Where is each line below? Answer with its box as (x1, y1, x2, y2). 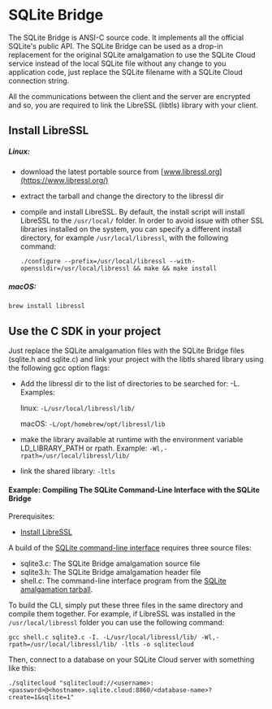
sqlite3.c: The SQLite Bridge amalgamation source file (19, 559, 201, 568)
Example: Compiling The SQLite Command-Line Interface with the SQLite (8, 485, 260, 494)
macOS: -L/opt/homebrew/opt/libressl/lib (19, 419, 166, 428)
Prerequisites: (8, 511, 55, 521)
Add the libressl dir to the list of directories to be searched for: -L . (19, 379, 240, 389)
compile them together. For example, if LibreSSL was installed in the (8, 609, 236, 619)
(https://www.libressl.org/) (19, 176, 109, 185)
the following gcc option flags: (8, 363, 110, 373)
